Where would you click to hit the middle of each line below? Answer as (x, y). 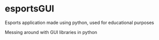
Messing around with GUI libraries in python (51, 32)
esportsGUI (30, 9)
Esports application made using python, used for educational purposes (79, 22)
